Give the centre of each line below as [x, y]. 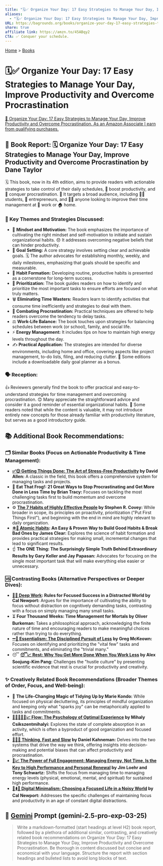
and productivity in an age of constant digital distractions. [70, 801]
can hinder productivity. [36, 245]
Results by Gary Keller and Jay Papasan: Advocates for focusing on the [84, 556]
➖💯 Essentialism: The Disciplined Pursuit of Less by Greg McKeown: [82, 639]
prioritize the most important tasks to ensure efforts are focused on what [85, 288]
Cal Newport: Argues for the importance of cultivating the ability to [79, 601]
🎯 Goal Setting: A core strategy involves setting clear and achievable [81, 250]
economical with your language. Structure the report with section [82, 853]
